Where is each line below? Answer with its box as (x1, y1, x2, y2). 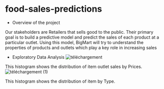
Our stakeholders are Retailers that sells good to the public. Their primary (5, 29, 154, 35)
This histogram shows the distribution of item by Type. (5, 78, 115, 84)
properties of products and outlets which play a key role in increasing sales (5, 44, 157, 50)
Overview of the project (12, 20, 60, 25)
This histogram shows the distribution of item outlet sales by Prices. (5, 64, 142, 69)
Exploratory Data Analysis (12, 54, 65, 60)
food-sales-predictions (5, 3, 102, 15)
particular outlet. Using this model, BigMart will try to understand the (5, 39, 144, 45)
